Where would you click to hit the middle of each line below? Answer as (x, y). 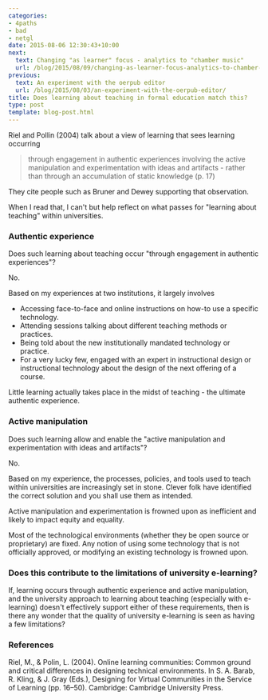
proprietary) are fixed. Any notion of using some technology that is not (124, 543)
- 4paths (23, 23)
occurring (24, 144)
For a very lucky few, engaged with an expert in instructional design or (135, 360)
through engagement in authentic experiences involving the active (136, 159)
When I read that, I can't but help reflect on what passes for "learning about (132, 207)
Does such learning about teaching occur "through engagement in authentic (134, 254)
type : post (26, 105)
